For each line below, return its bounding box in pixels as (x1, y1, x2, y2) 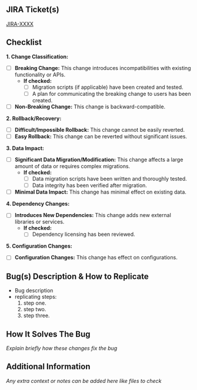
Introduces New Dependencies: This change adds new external (14, 212, 172, 219)
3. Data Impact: (6, 145, 45, 152)
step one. (23, 299, 46, 306)
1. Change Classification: (6, 53, 69, 60)
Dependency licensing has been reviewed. (32, 231, 135, 238)
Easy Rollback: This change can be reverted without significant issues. (14, 132, 187, 140)
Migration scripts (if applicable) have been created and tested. (32, 84, 183, 91)
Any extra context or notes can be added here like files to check (6, 377, 162, 384)
